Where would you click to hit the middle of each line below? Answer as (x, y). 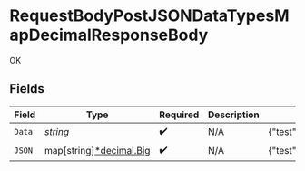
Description (234, 115)
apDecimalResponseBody (109, 35)
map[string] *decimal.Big (97, 151)
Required (179, 115)
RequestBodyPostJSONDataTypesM (149, 16)
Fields (27, 89)
